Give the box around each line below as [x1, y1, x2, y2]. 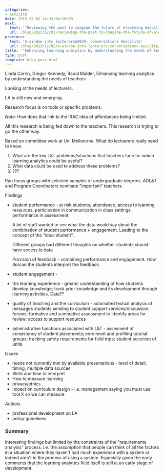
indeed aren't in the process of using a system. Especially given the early [5, 454, 152, 460]
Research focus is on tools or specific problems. [5, 104, 102, 110]
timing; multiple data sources [12, 365, 71, 371]
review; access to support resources [12, 316, 86, 322]
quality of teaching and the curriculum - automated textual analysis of [12, 301, 153, 307]
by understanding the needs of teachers [5, 76, 86, 82]
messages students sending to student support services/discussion [12, 306, 149, 311]
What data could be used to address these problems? [12, 163, 120, 169]
